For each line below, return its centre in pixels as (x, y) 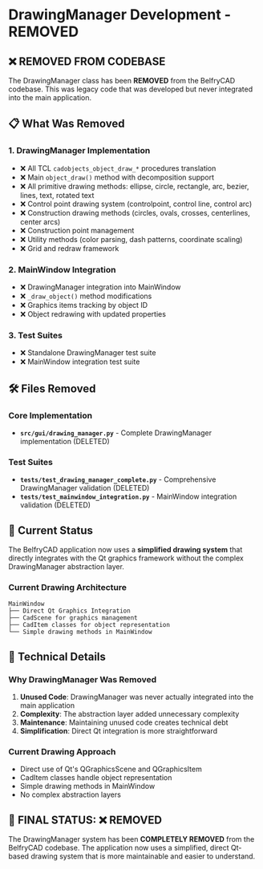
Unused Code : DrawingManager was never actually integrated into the (137, 697)
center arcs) (40, 221)
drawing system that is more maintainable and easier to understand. (143, 856)
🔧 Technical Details (57, 656)
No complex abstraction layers (71, 794)
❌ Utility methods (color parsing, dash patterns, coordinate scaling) (131, 239)
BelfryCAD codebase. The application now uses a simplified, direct (119, 848)
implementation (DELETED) (65, 441)
